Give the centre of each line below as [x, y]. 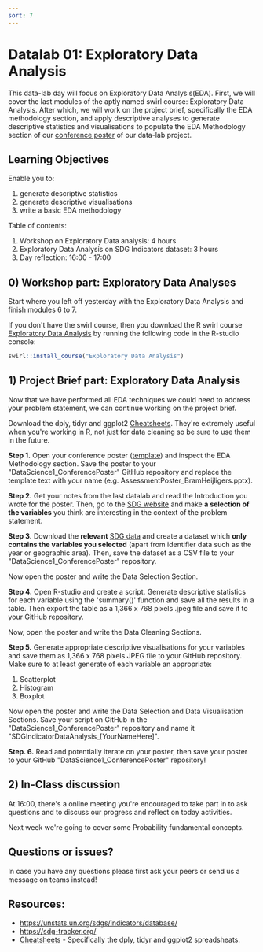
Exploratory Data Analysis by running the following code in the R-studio [124, 333]
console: [22, 342]
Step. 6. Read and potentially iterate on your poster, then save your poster [128, 751]
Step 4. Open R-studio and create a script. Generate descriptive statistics [127, 591]
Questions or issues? [61, 852]
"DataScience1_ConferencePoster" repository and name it [101, 728]
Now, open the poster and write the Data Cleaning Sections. [105, 632]
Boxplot [32, 696]
